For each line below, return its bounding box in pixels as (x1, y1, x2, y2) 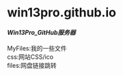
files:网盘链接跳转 (7, 61, 57, 69)
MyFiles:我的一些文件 (7, 44, 67, 52)
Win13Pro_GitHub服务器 (7, 28, 77, 36)
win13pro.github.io (7, 5, 116, 21)
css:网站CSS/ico (7, 53, 53, 61)
